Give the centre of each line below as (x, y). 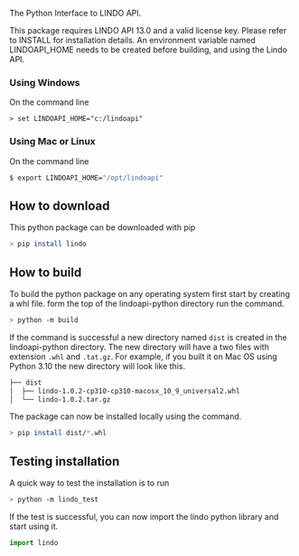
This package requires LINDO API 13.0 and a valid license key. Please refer (148, 30)
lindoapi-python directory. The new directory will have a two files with (139, 347)
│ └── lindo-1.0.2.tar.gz (60, 399)
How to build (46, 272)
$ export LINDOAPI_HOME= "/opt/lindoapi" (87, 178)
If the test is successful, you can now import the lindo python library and (144, 517)
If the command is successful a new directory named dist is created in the (148, 337)
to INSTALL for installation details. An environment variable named (132, 40)
